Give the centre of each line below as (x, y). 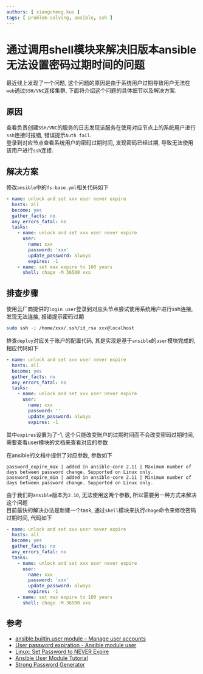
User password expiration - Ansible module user (76, 645)
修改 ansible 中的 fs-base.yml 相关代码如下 (57, 187)
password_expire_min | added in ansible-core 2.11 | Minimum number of (99, 477)
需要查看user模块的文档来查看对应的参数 (57, 442)
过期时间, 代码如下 (29, 518)
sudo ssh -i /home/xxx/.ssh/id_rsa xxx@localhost (71, 328)
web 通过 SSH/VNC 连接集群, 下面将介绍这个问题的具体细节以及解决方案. (91, 91)
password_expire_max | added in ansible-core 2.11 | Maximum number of (99, 467)
